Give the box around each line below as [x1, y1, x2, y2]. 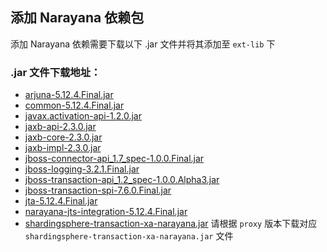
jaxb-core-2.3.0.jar [24, 131, 103, 143]
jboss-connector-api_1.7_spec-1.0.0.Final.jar [24, 153, 205, 165]
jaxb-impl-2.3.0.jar [24, 142, 102, 154]
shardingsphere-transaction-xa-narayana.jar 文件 [24, 230, 234, 242]
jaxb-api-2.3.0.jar [24, 121, 97, 133]
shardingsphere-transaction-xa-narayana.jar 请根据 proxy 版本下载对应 [24, 218, 318, 230]
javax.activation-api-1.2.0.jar [24, 110, 142, 122]
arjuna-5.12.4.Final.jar [24, 89, 114, 101]
